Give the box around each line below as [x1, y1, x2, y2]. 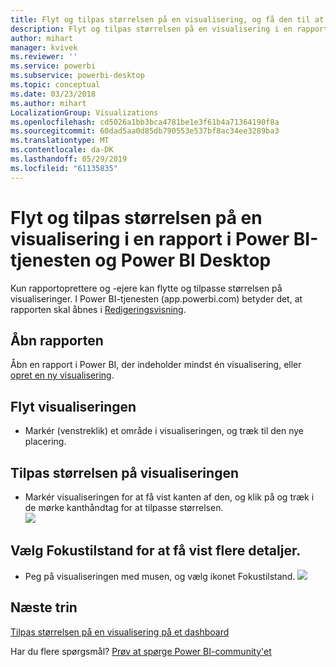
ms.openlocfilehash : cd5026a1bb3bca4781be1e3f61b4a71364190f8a [10, 117, 280, 127]
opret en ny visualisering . [10, 369, 115, 381]
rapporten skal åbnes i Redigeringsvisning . [10, 303, 187, 315]
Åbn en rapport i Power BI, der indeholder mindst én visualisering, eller [10, 359, 302, 371]
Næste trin [10, 599, 78, 616]
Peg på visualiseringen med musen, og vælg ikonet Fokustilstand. [24, 570, 296, 582]
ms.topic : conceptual [10, 80, 101, 90]
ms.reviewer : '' [10, 52, 78, 62]
